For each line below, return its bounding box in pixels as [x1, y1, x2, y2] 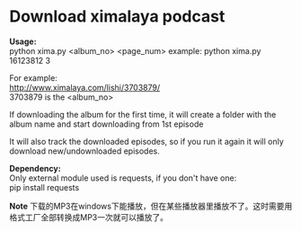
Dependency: [9, 163, 61, 173]
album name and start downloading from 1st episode [9, 119, 204, 129]
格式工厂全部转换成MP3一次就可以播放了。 [9, 211, 169, 222]
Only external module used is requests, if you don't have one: [9, 173, 237, 183]
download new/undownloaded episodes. [9, 146, 160, 156]
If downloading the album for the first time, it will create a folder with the [9, 109, 277, 120]
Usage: [9, 36, 38, 47]
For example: [9, 72, 58, 83]
